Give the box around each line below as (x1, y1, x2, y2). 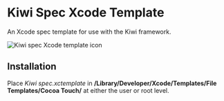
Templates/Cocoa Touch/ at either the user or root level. (7, 86, 169, 94)
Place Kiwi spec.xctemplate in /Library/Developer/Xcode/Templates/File (7, 79, 217, 87)
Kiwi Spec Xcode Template (7, 5, 165, 21)
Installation (7, 60, 57, 73)
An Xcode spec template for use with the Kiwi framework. (7, 27, 171, 36)
